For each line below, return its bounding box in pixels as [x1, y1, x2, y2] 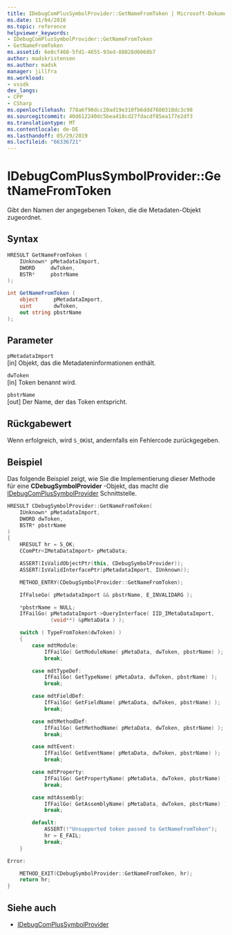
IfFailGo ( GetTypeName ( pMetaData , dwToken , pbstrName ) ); [43, 674, 217, 681]
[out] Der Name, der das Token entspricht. [7, 398, 128, 406]
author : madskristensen [7, 55, 76, 62]
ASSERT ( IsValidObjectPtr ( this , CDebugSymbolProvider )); [19, 560, 184, 567]
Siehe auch [7, 902, 57, 914]
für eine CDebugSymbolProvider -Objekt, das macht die [7, 482, 169, 491]
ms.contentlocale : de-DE [7, 126, 79, 133]
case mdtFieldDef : [32, 692, 85, 700]
